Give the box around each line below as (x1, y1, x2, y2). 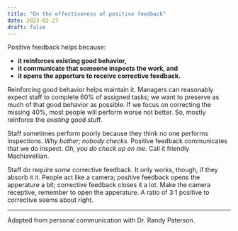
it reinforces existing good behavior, (17, 57, 127, 65)
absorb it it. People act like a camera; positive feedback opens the (7, 173, 200, 181)
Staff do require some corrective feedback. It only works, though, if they (7, 166, 218, 174)
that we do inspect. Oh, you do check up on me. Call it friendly (7, 145, 190, 153)
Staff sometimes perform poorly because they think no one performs (7, 129, 209, 138)
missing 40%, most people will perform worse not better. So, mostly (7, 108, 206, 117)
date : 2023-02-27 (7, 17, 59, 24)
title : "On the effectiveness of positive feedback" (7, 10, 166, 18)
